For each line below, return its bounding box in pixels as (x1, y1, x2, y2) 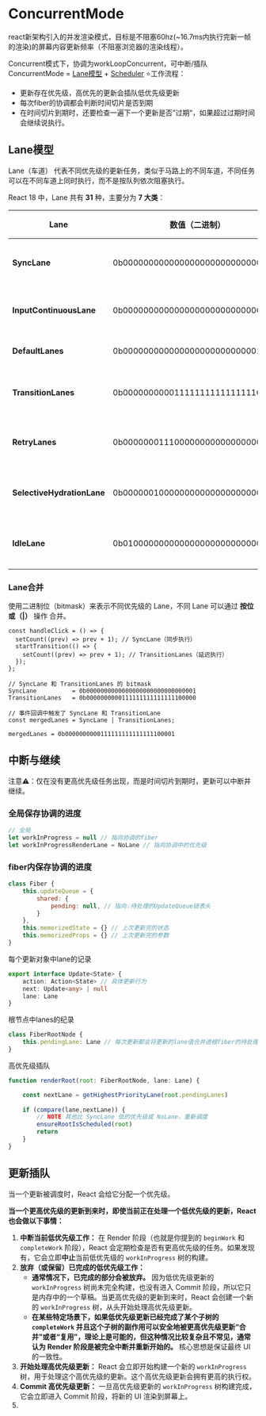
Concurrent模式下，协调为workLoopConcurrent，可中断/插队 (8, 59, 208, 68)
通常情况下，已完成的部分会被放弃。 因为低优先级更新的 (31, 1272, 215, 1282)
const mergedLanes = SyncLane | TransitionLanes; (8, 716, 176, 724)
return (36, 1128, 59, 1136)
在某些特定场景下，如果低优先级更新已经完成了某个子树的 (31, 1312, 219, 1322)
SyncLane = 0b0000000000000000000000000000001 (8, 687, 196, 695)
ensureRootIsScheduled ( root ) (36, 1120, 133, 1129)
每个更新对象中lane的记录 (8, 954, 92, 964)
